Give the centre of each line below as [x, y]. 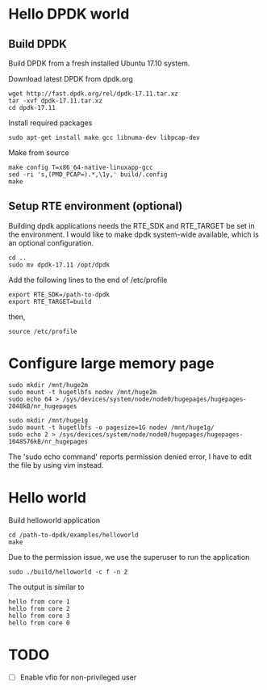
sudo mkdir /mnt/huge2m [48, 385]
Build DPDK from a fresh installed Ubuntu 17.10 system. [99, 63]
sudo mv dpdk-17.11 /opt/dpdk [59, 265]
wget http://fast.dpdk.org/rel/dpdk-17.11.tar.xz [94, 94]
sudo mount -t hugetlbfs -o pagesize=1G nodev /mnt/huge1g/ [112, 427]
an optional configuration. [51, 242]
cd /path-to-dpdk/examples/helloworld [73, 535]
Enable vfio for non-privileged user [78, 677]
